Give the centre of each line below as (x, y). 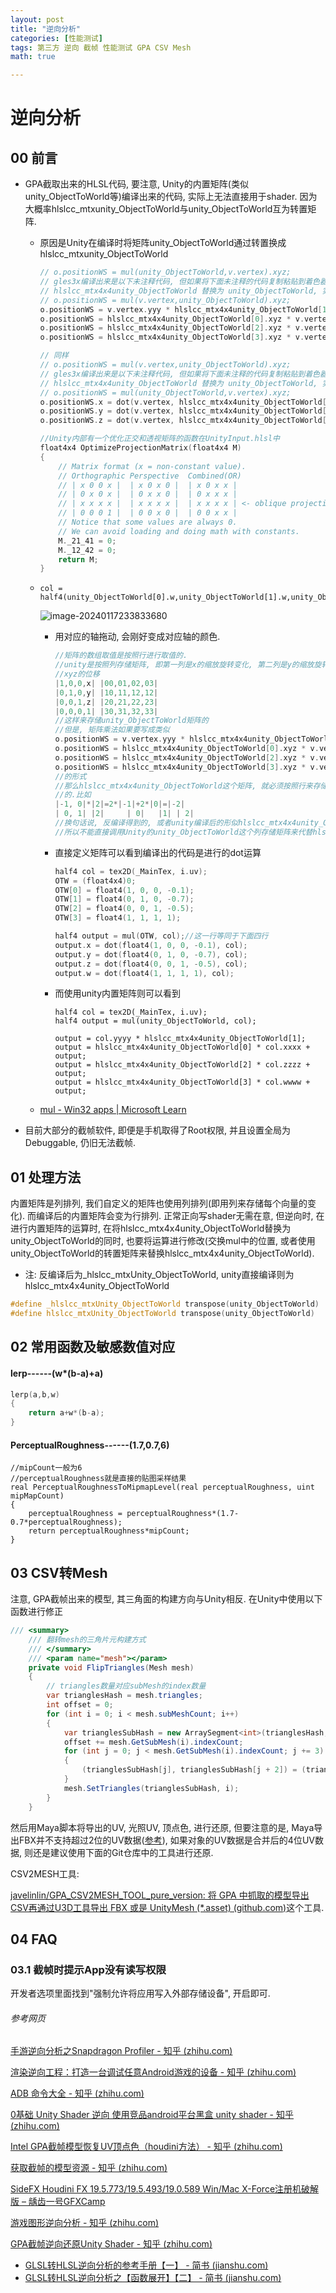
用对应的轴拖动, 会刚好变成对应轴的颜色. (137, 637)
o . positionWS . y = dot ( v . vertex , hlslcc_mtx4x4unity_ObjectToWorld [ (183, 411)
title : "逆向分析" (46, 29)
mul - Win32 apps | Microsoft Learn (113, 1110)
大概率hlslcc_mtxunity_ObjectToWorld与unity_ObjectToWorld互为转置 (166, 209)
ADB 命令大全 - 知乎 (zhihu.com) (77, 2093)
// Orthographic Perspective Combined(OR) (150, 476)
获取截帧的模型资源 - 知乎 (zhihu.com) (89, 2168)
